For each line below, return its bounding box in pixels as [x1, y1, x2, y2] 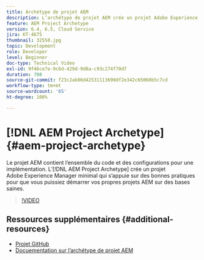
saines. [6, 184, 24, 192]
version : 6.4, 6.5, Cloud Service [6, 26, 95, 32]
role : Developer [6, 49, 48, 55]
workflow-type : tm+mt [6, 83, 62, 89]
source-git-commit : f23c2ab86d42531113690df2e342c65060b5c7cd [6, 77, 168, 83]
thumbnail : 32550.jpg [6, 37, 62, 43]
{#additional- [122, 214, 174, 225]
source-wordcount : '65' [6, 88, 67, 95]
